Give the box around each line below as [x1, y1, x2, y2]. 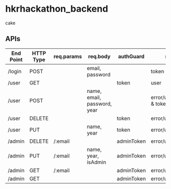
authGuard [118, 53, 145, 60]
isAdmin [87, 159, 106, 166]
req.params [53, 53, 82, 60]
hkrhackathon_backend [5, 3, 108, 15]
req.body [88, 53, 111, 60]
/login [8, 68, 22, 75]
